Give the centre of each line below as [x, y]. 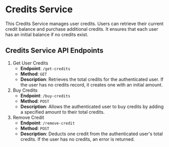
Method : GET [34, 74]
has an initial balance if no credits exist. [47, 34]
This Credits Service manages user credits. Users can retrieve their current [84, 24]
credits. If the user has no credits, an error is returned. [78, 139]
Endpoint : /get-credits [45, 68]
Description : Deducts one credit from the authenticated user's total [91, 134]
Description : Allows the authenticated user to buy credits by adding [92, 107]
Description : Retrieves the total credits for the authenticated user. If [92, 79]
